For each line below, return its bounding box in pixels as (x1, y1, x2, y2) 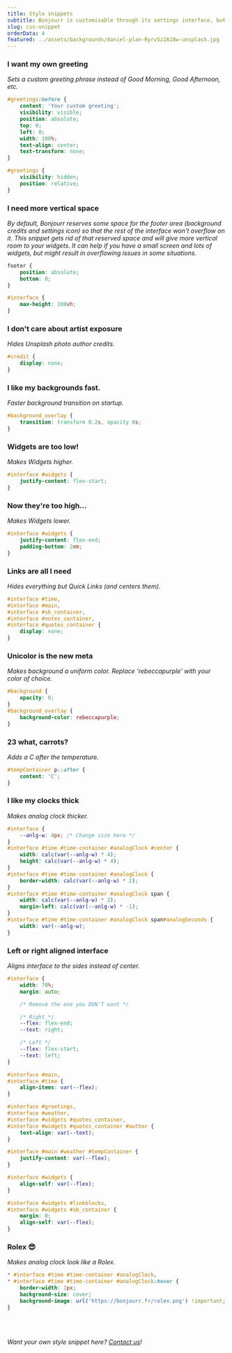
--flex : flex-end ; (20, 1020, 73, 1027)
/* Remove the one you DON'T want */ (20, 1001, 130, 1008)
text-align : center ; (20, 141, 79, 149)
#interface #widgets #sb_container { (7, 1206, 117, 1213)
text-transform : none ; (20, 148, 86, 155)
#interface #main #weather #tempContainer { (7, 1148, 139, 1155)
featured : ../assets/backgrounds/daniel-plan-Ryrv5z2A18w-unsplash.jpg (7, 36, 219, 43)
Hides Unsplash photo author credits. (7, 340, 115, 348)
